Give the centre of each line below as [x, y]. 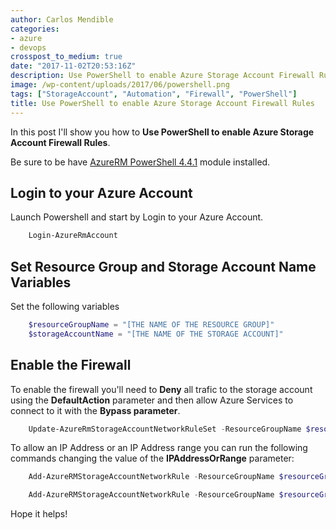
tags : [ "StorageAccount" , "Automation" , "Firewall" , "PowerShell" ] [154, 94]
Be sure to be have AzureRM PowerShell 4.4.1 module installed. [140, 162]
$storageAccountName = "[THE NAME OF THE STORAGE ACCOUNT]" [156, 334]
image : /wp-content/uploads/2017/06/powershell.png [120, 85]
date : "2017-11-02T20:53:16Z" [73, 66]
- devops [28, 47]
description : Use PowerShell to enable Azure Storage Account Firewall [162, 76]
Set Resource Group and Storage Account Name [163, 266]
